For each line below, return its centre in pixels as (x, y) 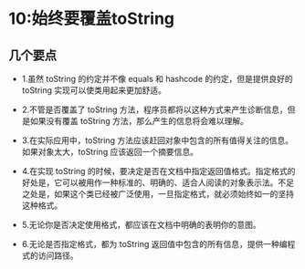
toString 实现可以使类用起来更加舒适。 (94, 90)
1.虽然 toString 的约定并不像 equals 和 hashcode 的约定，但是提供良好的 (157, 79)
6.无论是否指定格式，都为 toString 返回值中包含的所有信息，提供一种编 (154, 244)
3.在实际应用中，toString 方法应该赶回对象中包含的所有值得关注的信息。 (158, 140)
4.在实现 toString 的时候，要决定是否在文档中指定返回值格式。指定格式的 (158, 171)
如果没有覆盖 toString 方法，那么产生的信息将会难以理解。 (139, 121)
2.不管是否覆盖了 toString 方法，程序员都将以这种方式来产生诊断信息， (155, 109)
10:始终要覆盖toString (92, 19)
